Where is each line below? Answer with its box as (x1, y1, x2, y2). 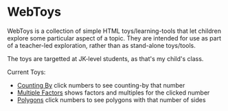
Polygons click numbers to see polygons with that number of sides (16, 95, 206, 103)
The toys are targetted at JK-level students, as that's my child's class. (7, 54, 204, 62)
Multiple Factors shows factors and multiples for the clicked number (16, 88, 210, 97)
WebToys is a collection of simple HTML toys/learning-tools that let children (7, 27, 222, 35)
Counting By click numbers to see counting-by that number (16, 81, 185, 89)
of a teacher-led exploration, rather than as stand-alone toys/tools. (7, 41, 196, 49)
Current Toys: (7, 68, 46, 76)
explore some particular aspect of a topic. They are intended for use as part (7, 34, 222, 42)
